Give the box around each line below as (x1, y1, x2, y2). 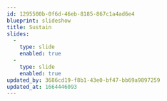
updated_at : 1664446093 (6, 83, 78, 90)
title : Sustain (6, 23, 52, 31)
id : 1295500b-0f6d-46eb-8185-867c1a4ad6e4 (6, 10, 135, 18)
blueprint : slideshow (6, 17, 71, 24)
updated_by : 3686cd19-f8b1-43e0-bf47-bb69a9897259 (6, 76, 161, 84)
